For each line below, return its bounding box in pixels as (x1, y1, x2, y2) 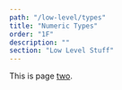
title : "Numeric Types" (9, 21, 99, 30)
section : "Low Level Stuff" (9, 46, 115, 55)
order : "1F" (9, 29, 54, 38)
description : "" (9, 37, 70, 47)
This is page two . (9, 70, 74, 81)
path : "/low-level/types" (9, 12, 106, 22)
